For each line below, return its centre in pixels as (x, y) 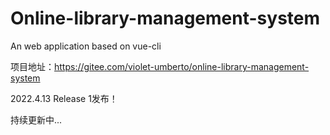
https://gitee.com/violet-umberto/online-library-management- (182, 66)
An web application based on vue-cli (86, 46)
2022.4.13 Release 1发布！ (64, 98)
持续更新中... (36, 119)
